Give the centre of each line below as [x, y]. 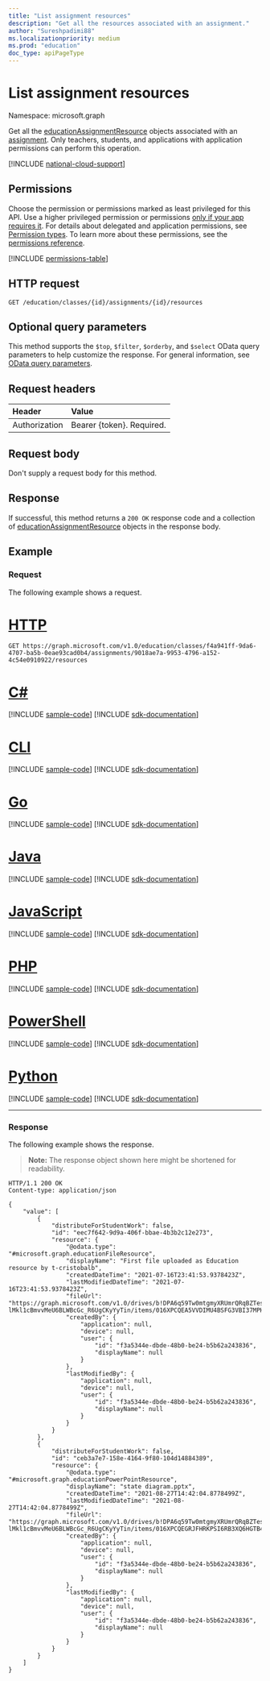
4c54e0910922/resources [48, 660]
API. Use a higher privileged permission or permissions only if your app [126, 217]
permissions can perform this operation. [75, 148]
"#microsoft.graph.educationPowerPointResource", [93, 1480]
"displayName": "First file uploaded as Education [152, 1261]
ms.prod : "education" [45, 46]
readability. [47, 1168]
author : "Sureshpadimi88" [51, 31]
